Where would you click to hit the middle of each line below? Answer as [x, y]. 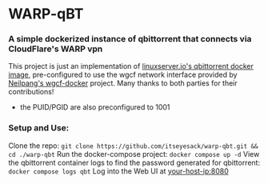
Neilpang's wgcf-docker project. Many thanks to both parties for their [123, 83]
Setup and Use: [39, 128]
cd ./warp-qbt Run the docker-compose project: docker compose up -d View [134, 154]
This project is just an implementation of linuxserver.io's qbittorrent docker [131, 66]
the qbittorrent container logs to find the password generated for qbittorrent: [134, 162]
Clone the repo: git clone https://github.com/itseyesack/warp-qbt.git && [133, 146]
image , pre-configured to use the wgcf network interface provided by [123, 75]
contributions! [31, 92]
